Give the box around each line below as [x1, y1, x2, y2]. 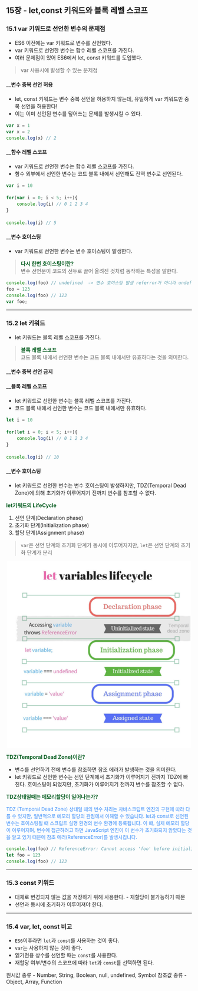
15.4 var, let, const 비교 [6, 922, 72, 930]
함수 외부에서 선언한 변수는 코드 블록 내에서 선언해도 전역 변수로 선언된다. [14, 170, 183, 177]
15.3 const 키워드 [6, 879, 55, 887]
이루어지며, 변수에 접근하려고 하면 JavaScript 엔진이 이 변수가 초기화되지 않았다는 [11, 827, 187, 833]
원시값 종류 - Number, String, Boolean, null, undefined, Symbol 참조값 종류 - [6, 972, 187, 979]
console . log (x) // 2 [6, 135, 57, 141]
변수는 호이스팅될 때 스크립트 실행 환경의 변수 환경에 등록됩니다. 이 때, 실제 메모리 [6, 819, 180, 827]
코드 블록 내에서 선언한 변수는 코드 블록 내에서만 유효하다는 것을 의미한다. [20, 353, 189, 361]
